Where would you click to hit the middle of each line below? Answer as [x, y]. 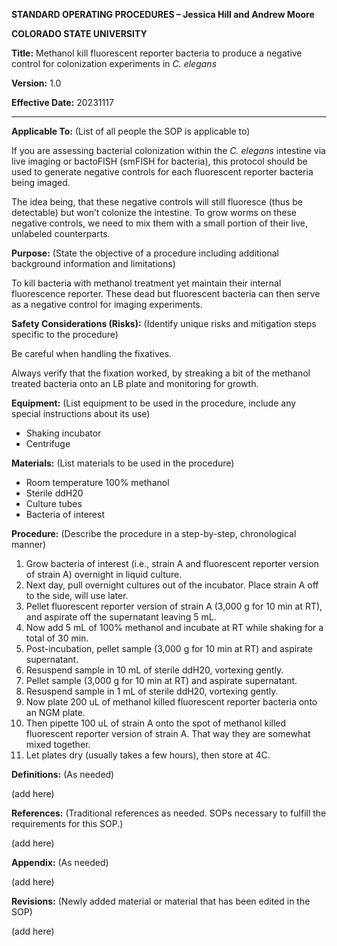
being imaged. [41, 182]
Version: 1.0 [36, 83]
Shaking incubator [63, 433]
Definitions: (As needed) [63, 774]
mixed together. [58, 744]
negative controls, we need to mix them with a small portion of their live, [160, 223]
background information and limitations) [93, 263]
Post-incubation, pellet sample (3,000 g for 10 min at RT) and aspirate [169, 648]
